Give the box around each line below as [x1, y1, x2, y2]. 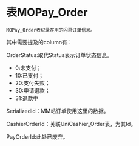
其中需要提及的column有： [6, 38, 73, 45]
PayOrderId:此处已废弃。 [6, 133, 69, 140]
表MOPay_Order [6, 5, 88, 19]
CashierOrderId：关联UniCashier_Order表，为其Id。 [6, 120, 137, 127]
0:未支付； [15, 64, 42, 71]
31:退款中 [15, 95, 39, 102]
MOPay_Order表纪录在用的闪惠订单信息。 [6, 27, 95, 33]
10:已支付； [15, 71, 44, 79]
